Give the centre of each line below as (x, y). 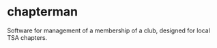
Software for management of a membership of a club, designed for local (108, 30)
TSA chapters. (27, 37)
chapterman (43, 12)
